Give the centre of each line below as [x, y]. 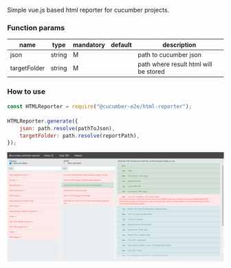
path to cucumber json [169, 55]
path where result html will [175, 64]
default [121, 45]
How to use [26, 91]
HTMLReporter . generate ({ [43, 121]
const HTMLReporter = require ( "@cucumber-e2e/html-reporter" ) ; [100, 107]
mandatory [89, 45]
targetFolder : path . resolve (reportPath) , [79, 136]
